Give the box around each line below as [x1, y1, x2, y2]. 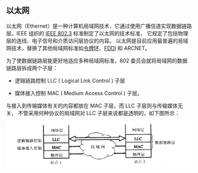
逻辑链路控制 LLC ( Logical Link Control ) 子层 [14, 77, 126, 84]
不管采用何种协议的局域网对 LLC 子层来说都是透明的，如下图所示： [17, 109, 180, 116]
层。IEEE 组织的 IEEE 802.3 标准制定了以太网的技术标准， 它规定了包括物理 [6, 30, 189, 37]
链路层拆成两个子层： [6, 64, 58, 71]
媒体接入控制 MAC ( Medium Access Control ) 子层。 [14, 89, 143, 96]
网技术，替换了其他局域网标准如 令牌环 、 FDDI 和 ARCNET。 [6, 44, 151, 51]
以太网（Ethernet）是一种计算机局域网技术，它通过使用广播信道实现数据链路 [6, 22, 192, 30]
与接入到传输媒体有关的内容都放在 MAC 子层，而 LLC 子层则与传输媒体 [6, 102, 178, 109]
